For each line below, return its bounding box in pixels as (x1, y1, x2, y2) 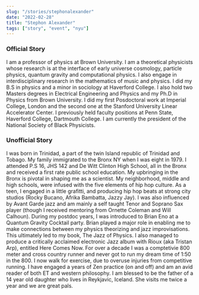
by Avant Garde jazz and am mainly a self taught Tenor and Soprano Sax (6, 200, 184, 207)
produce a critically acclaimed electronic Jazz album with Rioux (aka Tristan (6, 238, 192, 245)
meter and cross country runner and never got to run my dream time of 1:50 (6, 250, 191, 258)
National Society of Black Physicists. (6, 121, 96, 128)
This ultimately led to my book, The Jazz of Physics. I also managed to (6, 231, 179, 239)
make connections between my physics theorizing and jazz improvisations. (6, 225, 190, 232)
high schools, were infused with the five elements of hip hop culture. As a (6, 181, 187, 188)
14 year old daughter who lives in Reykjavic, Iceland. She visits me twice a (6, 275, 187, 283)
